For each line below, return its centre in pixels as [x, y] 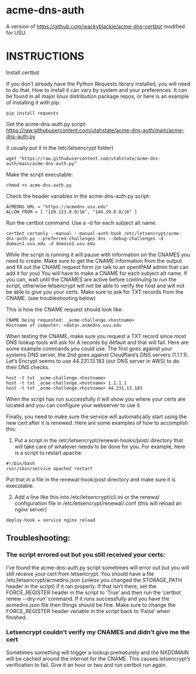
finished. [17, 617]
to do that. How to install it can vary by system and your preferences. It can [97, 90]
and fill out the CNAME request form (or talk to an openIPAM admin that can [97, 267]
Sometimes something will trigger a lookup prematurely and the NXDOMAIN [97, 652]
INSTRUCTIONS [45, 56]
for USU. [16, 32]
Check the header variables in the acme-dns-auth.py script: [78, 196]
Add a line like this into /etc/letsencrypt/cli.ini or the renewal [87, 497]
